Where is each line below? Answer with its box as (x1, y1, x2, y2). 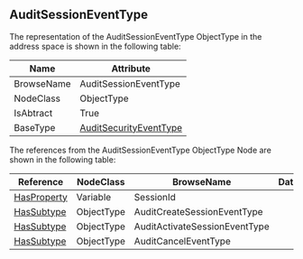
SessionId (133, 190, 176, 203)
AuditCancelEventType (133, 235, 232, 247)
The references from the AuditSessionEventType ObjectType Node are (9, 144, 272, 155)
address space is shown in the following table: (9, 41, 182, 51)
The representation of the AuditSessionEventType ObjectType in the (9, 31, 262, 42)
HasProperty (14, 190, 68, 203)
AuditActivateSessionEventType (133, 220, 270, 233)
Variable (76, 190, 112, 203)
